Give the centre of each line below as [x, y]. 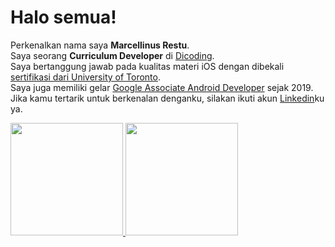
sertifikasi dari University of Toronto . [86, 77]
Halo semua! [63, 17]
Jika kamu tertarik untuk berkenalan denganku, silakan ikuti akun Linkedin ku [167, 98]
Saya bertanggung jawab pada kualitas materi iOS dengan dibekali [147, 66]
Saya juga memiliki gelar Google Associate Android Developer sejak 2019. [162, 87]
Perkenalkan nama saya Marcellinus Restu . [100, 45]
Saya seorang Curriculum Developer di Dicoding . [112, 55]
